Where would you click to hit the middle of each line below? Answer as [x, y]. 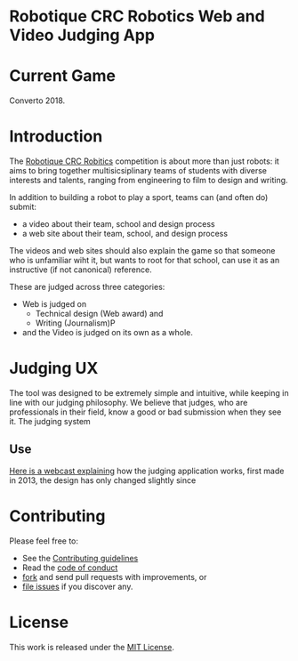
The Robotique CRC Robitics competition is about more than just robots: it [145, 161]
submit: [23, 207]
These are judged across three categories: [87, 287]
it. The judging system [50, 421]
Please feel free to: [44, 541]
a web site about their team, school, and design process [125, 234]
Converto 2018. [37, 101]
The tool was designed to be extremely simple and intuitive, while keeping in [149, 393]
